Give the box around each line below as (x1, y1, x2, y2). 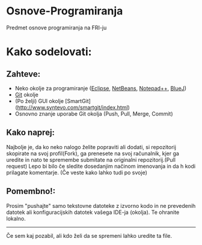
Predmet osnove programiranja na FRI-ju (6, 24, 107, 31)
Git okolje (14, 91, 39, 98)
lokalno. (6, 214, 26, 222)
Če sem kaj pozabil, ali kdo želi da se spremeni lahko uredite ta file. (6, 232, 173, 239)
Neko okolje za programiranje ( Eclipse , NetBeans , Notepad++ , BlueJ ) (14, 84, 187, 92)
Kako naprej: (6, 128, 55, 138)
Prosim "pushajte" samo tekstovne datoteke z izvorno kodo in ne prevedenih (6, 202, 196, 209)
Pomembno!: (6, 186, 56, 196)
